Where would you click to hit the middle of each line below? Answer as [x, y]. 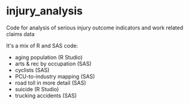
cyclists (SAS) [32, 70]
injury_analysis [44, 11]
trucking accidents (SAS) [46, 95]
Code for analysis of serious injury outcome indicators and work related [95, 28]
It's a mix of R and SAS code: [42, 46]
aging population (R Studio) [49, 57]
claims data [20, 34]
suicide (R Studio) [37, 89]
